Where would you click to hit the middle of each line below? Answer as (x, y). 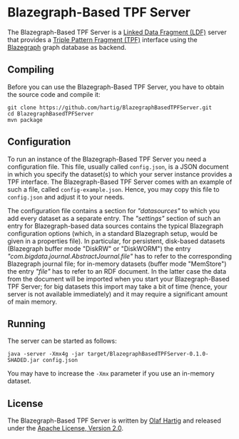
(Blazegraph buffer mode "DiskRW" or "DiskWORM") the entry (99, 248)
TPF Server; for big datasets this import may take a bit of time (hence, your (117, 286)
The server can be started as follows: (62, 341)
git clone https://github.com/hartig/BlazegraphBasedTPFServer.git (110, 108)
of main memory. (32, 301)
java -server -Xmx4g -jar (46, 354)
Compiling (31, 69)
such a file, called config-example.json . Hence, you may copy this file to (113, 189)
